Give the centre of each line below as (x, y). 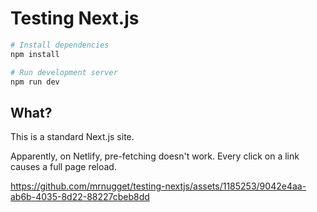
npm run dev (35, 82)
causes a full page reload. (63, 167)
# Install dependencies (60, 45)
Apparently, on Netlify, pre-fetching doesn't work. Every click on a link (155, 156)
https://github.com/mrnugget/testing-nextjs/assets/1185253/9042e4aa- (158, 186)
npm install (35, 54)
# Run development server (64, 72)
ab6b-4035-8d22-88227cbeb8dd (80, 197)
